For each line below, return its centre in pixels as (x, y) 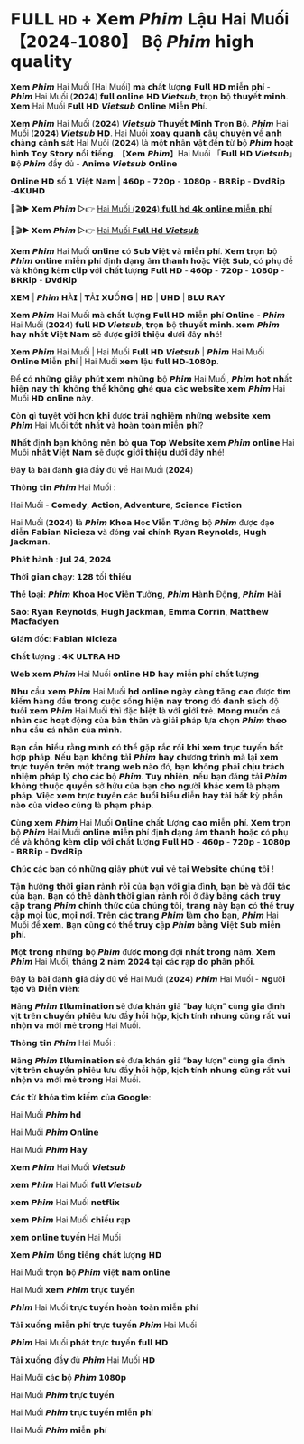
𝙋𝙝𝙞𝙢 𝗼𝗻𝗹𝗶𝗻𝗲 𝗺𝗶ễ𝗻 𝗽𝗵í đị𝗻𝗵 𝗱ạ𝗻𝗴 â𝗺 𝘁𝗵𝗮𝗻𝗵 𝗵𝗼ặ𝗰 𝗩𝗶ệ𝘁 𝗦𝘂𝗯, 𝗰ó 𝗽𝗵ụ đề (152, 260)
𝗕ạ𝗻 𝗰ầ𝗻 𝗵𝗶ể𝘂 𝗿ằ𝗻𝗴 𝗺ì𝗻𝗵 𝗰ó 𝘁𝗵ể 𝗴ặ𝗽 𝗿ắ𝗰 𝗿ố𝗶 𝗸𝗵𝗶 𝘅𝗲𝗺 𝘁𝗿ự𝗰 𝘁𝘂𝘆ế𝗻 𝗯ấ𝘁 (147, 747)
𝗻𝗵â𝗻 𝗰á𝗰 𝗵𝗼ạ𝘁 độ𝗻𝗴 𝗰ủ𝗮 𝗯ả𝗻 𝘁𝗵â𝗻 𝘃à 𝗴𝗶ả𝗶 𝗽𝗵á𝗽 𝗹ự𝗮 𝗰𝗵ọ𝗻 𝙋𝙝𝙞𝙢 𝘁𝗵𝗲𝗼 (149, 720)
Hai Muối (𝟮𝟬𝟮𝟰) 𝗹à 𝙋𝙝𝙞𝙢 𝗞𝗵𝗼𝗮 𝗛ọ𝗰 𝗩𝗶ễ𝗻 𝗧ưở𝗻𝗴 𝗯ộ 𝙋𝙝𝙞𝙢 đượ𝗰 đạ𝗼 (143, 522)
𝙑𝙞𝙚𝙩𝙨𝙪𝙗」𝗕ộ (274, 153)
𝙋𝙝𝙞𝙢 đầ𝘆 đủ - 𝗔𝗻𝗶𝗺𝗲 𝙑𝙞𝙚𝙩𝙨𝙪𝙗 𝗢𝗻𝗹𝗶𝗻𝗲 (100, 163)
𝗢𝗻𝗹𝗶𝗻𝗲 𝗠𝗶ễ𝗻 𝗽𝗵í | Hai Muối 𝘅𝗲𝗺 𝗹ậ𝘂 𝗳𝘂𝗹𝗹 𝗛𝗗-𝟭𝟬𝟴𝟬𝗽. (115, 361)
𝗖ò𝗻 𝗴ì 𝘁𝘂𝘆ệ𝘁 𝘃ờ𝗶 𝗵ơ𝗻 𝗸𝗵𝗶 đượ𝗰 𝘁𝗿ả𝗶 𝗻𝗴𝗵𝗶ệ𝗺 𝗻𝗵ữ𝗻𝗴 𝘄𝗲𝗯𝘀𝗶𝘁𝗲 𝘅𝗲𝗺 (141, 415)
